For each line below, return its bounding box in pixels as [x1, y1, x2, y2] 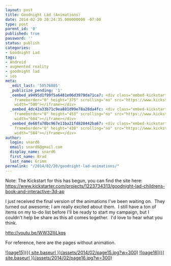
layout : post [5, 7, 33, 13]
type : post [5, 21, 28, 27]
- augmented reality [5, 64, 49, 69]
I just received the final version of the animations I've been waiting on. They [5, 198, 165, 204]
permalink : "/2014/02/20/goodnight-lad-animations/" [5, 163, 120, 168]
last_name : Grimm [10, 159, 47, 164]
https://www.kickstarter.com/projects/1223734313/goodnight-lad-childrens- [5, 183, 165, 189]
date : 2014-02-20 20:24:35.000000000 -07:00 [5, 17, 101, 22]
